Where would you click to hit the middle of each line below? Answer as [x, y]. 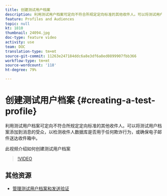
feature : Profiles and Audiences [40, 19]
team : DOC [15, 47]
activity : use [20, 42]
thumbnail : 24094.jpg [28, 33]
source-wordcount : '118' [31, 65]
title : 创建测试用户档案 [28, 10]
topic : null [17, 24]
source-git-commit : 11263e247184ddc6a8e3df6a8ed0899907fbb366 [71, 56]
